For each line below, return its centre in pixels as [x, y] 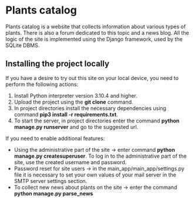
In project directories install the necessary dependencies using [90, 108]
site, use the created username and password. [70, 162]
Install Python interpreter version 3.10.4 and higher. [75, 95]
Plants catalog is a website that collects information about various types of [96, 26]
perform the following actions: [42, 84]
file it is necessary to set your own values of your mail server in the [95, 175]
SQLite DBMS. [23, 45]
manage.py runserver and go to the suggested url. [76, 127]
